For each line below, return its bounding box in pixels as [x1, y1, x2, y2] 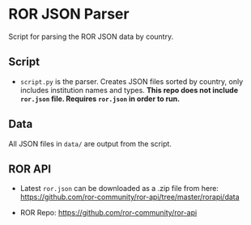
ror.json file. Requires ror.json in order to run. [19, 94, 181, 104]
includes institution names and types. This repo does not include [19, 85, 239, 95]
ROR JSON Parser [8, 5, 130, 23]
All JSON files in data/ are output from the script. [8, 138, 172, 148]
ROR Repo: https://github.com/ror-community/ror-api [19, 208, 198, 218]
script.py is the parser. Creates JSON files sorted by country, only [19, 76, 244, 86]
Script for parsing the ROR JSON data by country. [8, 32, 174, 41]
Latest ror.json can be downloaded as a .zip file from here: [19, 184, 219, 193]
